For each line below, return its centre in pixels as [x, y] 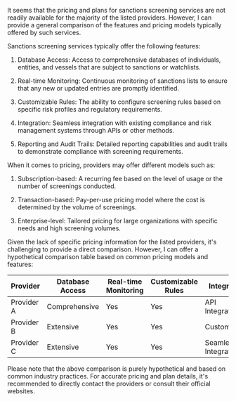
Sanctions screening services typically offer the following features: [104, 46]
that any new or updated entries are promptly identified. [98, 88]
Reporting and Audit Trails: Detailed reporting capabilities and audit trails [123, 144]
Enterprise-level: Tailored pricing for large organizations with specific [117, 221]
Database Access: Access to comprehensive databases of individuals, [119, 60]
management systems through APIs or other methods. [96, 130]
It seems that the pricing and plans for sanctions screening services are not [117, 10]
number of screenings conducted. [67, 186]
